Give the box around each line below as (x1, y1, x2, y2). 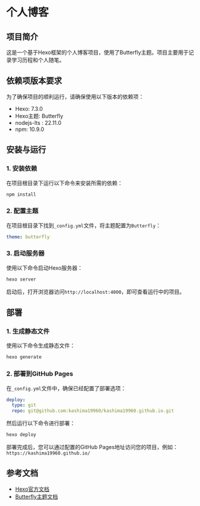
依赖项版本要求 (6, 76, 62, 86)
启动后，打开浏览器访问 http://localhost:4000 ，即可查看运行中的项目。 (6, 288, 185, 295)
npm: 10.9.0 (15, 125, 44, 133)
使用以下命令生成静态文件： (6, 342, 76, 349)
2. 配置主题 (6, 207, 39, 215)
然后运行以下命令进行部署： (6, 419, 76, 427)
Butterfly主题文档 (15, 493, 59, 500)
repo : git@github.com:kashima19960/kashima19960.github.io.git (11, 408, 174, 414)
